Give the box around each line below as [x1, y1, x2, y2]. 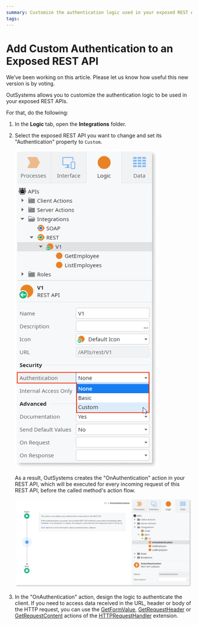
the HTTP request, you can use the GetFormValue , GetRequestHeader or [14, 606, 192, 613]
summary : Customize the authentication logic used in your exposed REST [6, 9, 189, 15]
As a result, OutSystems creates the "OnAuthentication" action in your [14, 475, 186, 482]
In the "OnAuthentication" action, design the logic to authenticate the [14, 593, 183, 600]
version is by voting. [6, 80, 55, 87]
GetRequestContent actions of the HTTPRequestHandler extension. [14, 612, 179, 619]
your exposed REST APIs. [6, 98, 68, 105]
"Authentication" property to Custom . [14, 139, 103, 146]
